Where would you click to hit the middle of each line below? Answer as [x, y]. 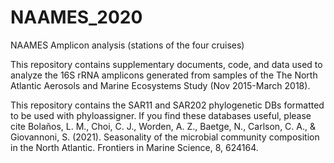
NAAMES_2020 [76, 17]
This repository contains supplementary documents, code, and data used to [166, 64]
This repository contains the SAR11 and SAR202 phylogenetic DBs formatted [167, 105]
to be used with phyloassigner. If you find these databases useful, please [161, 115]
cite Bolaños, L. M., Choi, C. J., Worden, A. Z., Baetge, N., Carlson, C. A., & [163, 126]
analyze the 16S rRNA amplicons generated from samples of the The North [164, 75]
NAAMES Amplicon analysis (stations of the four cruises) [127, 45]
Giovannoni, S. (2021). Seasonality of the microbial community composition [165, 137]
